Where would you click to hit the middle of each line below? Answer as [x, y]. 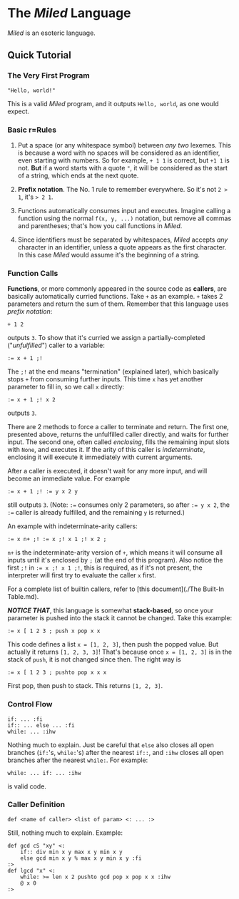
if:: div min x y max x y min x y [71, 852]
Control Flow [30, 704]
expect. [19, 111]
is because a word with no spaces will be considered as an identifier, [119, 153]
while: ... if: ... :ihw [44, 773]
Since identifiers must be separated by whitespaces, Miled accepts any [123, 240]
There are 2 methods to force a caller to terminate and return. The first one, [118, 427]
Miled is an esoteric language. [52, 33]
